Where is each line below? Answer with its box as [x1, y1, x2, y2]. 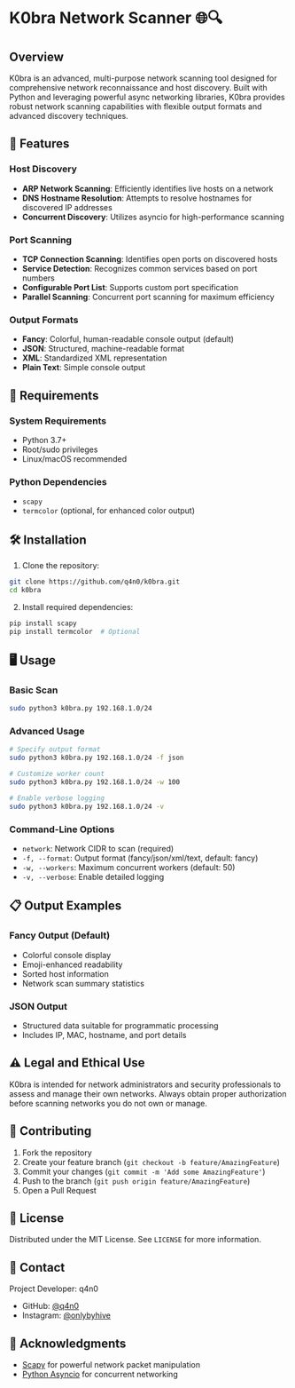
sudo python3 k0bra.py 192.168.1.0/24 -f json [9, 753, 184, 763]
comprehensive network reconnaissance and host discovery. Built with [9, 83, 268, 92]
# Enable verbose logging [9, 793, 105, 803]
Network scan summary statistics [21, 978, 144, 988]
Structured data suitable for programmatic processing [21, 1019, 219, 1031]
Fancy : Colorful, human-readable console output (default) [21, 334, 235, 345]
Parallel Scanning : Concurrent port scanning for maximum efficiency [21, 291, 275, 302]
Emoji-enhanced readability [21, 959, 123, 970]
